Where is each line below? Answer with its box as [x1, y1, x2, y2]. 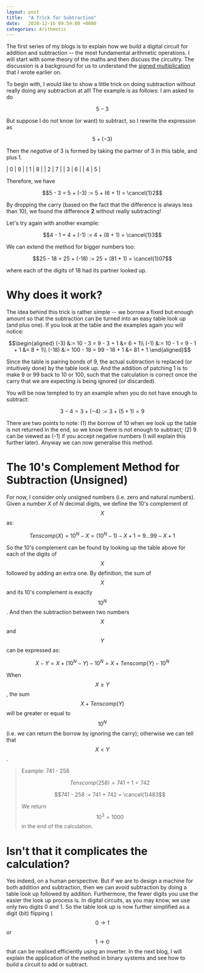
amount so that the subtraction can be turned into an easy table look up [6, 315, 186, 323]
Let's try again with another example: [6, 219, 100, 227]
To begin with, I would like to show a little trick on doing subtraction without [6, 81, 196, 88]
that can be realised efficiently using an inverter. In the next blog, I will [6, 948, 182, 955]
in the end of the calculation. [21, 823, 93, 830]
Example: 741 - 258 [21, 767, 70, 774]
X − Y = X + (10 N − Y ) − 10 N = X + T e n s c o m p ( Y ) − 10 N [35, 658, 169, 667]
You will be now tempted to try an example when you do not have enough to [6, 389, 197, 397]
